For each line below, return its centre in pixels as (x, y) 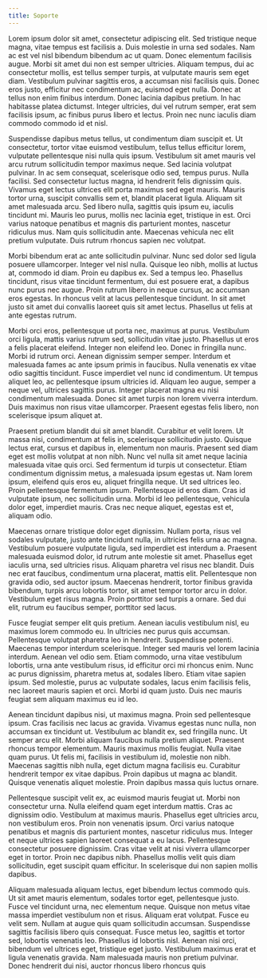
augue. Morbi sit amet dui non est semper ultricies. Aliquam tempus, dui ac (132, 64)
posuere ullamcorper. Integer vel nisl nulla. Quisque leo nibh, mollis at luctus (133, 264)
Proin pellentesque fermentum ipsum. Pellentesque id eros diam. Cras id (127, 490)
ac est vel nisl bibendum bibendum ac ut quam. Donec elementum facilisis (130, 55)
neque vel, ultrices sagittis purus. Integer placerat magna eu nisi (114, 390)
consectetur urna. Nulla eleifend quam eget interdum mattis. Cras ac (121, 806)
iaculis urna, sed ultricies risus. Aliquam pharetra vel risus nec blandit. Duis (132, 565)
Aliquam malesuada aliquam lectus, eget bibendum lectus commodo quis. (130, 889)
